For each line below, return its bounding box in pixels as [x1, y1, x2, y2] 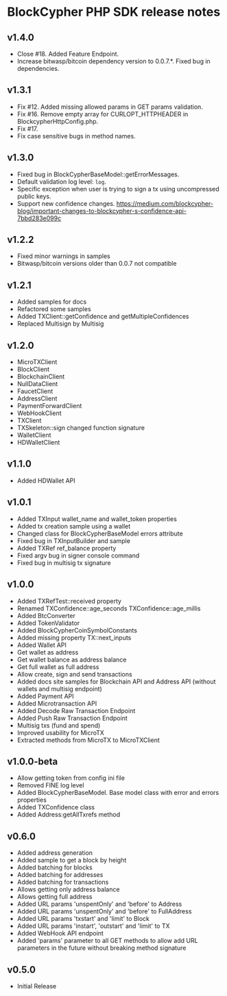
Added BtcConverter [16, 611, 75, 619]
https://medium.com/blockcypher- [116, 199, 214, 207]
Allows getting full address [16, 893, 93, 901]
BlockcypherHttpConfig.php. [16, 117, 99, 125]
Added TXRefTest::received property [16, 597, 122, 605]
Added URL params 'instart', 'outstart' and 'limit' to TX [16, 922, 170, 930]
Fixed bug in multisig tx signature [16, 558, 111, 566]
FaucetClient [16, 387, 53, 396]
